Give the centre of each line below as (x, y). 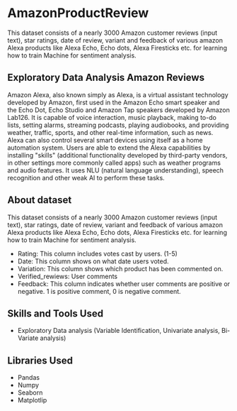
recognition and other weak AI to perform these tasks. (86, 177)
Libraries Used (40, 360)
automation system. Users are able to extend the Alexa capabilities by (109, 148)
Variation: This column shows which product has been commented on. (120, 268)
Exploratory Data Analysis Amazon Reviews (106, 78)
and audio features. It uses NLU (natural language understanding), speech (116, 170)
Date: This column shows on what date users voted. (93, 261)
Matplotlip (32, 400)
